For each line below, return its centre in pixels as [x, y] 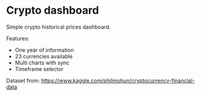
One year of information [44, 50]
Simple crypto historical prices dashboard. [58, 27]
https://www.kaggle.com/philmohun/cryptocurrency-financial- [118, 80]
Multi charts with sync [42, 63]
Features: [18, 38]
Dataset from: [23, 80]
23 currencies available [44, 56]
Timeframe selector [39, 69]
